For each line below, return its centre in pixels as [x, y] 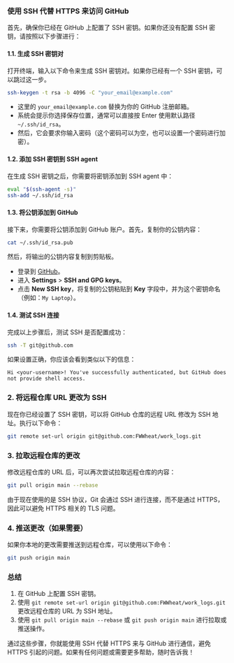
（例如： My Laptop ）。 [49, 298]
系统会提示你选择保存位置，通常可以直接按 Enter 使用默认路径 [106, 115]
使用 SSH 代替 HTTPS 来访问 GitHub [68, 10]
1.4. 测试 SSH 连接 [33, 315]
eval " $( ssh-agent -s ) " [42, 189]
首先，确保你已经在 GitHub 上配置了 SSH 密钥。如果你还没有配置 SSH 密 [111, 28]
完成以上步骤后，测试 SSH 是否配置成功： [67, 332]
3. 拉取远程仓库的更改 [44, 455]
